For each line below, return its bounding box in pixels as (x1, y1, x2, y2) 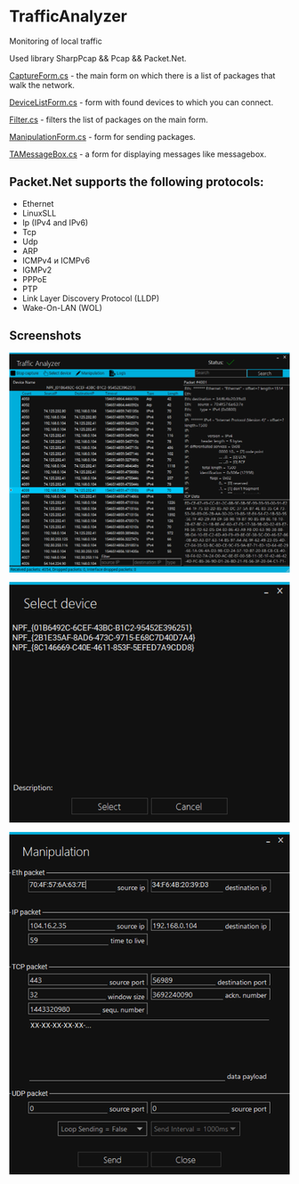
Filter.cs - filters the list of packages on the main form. (9, 114, 208, 125)
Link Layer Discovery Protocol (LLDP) (21, 292, 160, 304)
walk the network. (9, 79, 76, 90)
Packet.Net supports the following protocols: (9, 175, 264, 190)
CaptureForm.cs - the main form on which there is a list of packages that (9, 69, 276, 81)
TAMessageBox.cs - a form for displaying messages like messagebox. (9, 149, 267, 159)
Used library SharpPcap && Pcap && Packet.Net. (9, 53, 187, 63)
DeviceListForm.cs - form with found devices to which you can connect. (9, 96, 274, 108)
